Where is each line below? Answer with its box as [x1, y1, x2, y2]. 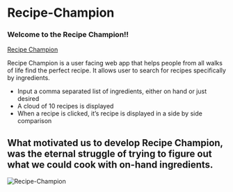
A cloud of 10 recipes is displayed [17, 102, 114, 111]
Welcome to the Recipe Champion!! [7, 30, 129, 40]
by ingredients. [7, 74, 50, 82]
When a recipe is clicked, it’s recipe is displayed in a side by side [17, 109, 203, 118]
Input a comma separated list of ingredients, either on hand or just [17, 87, 207, 95]
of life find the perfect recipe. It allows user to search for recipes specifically [7, 66, 226, 74]
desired [17, 95, 40, 103]
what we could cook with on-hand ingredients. [7, 159, 214, 170]
